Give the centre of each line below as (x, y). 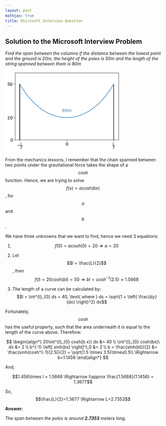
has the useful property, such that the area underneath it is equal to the (78, 327)
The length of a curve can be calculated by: (57, 289)
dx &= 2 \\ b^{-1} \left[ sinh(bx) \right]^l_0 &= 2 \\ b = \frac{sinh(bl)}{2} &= (83, 347)
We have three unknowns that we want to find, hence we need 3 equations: (82, 236)
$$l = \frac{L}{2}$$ (86, 263)
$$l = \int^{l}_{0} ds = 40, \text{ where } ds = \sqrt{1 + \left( (77, 297)
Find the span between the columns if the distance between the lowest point (83, 53)
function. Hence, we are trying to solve (45, 181)
